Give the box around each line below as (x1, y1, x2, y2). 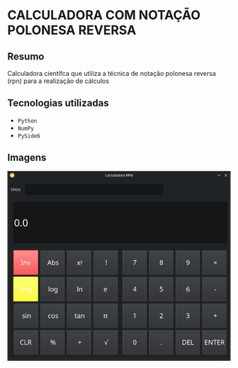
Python (17, 117, 38, 124)
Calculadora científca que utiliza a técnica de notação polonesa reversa (7, 69, 216, 77)
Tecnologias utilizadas (7, 97, 109, 109)
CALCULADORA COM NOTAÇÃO (7, 7, 200, 23)
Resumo (7, 50, 45, 62)
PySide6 (17, 132, 40, 140)
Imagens (7, 152, 47, 164)
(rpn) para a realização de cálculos (7, 77, 110, 85)
